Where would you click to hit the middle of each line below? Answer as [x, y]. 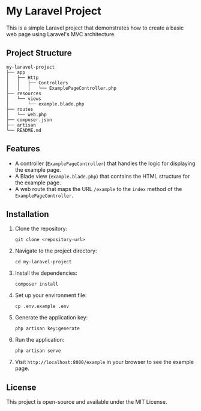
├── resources [24, 93]
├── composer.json [29, 120]
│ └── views [24, 99]
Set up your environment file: [51, 295]
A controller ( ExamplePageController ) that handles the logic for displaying [105, 163]
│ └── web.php [26, 115]
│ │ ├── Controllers [37, 83]
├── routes [20, 109]
